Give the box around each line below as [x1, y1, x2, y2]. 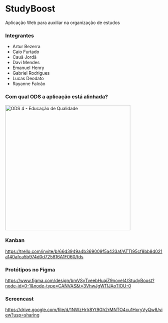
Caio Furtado [12, 49, 39, 55]
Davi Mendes [12, 60, 40, 66]
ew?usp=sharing [5, 312, 40, 318]
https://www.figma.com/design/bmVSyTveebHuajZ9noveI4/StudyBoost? [5, 277, 155, 283]
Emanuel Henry [12, 65, 44, 71]
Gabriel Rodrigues [12, 70, 50, 76]
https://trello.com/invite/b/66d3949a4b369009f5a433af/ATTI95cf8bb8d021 [5, 248, 162, 254]
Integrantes [5, 32, 34, 39]
